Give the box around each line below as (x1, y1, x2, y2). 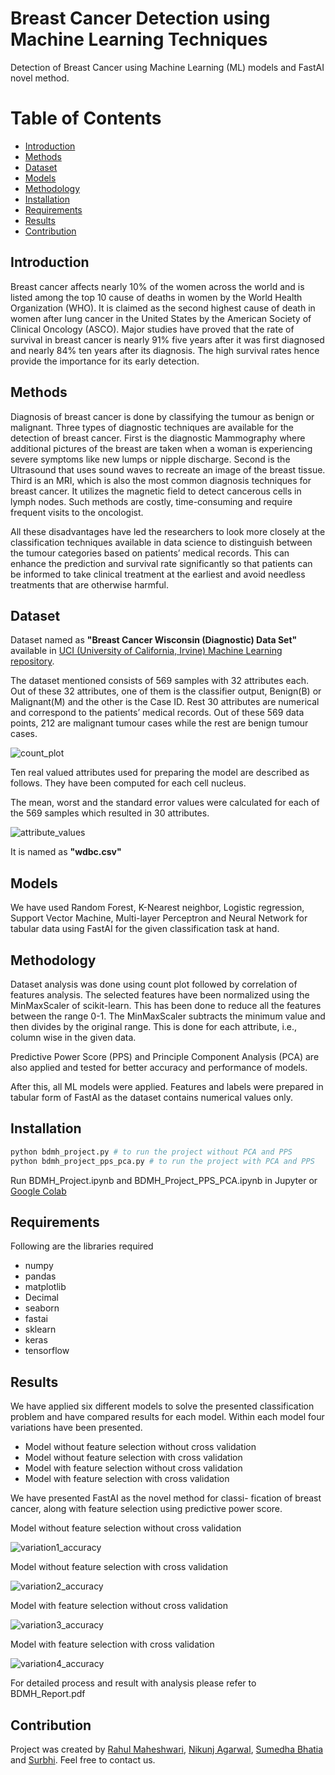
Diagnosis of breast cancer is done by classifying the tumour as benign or (10, 410, 315, 422)
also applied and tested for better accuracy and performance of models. (10, 1061, 308, 1073)
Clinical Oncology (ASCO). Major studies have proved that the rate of (10, 323, 295, 335)
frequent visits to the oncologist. (10, 506, 144, 518)
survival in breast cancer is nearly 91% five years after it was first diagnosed (10, 333, 325, 346)
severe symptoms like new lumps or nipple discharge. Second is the (10, 453, 291, 465)
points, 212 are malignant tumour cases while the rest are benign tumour (10, 717, 309, 729)
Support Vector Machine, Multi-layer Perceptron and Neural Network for (10, 912, 308, 924)
